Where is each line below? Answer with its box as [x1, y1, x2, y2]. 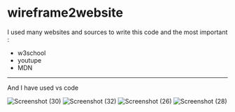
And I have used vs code [7, 83, 79, 92]
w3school [17, 49, 46, 57]
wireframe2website [7, 5, 124, 21]
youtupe [17, 56, 42, 64]
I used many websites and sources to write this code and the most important [7, 28, 228, 36]
